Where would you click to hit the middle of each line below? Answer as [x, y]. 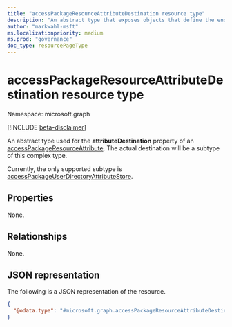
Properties [30, 198]
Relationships [37, 237]
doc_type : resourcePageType [48, 46]
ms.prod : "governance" [40, 39]
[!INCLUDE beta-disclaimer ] [47, 127]
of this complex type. [37, 155]
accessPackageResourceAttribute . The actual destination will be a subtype [114, 148]
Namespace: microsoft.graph [49, 114]
